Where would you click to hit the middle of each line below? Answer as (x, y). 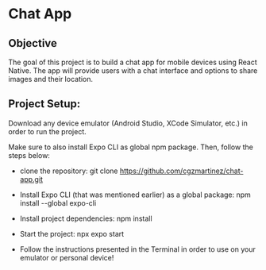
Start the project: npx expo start (72, 233)
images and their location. (51, 79)
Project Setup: (44, 104)
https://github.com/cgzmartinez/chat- (181, 171)
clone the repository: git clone (69, 171)
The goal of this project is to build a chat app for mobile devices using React (133, 62)
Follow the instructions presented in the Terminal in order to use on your (137, 249)
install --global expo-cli (58, 202)
